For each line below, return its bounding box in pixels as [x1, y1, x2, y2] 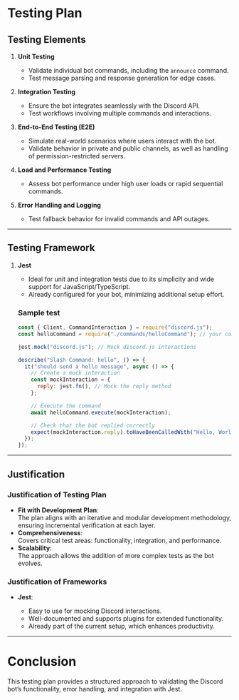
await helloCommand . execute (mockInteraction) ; [31, 409, 171, 416]
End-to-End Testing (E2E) [17, 123, 95, 131]
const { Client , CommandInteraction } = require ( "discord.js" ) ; [17, 324, 213, 331]
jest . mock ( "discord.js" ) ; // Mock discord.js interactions [17, 343, 197, 350]
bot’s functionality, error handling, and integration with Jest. [7, 685, 183, 694]
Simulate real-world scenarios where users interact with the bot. [28, 137, 217, 145]
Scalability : [17, 544, 52, 552]
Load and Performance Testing [17, 166, 112, 174]
